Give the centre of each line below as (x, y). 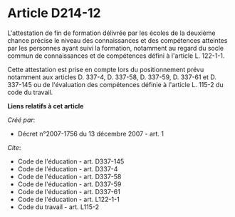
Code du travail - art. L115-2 (58, 207)
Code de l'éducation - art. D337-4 (68, 168)
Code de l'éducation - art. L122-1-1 (68, 199)
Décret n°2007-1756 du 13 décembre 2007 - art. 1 (90, 133)
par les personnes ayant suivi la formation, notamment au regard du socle (116, 48)
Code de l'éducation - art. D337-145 (71, 161)
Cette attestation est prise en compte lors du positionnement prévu (106, 69)
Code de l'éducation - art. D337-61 (69, 191)
